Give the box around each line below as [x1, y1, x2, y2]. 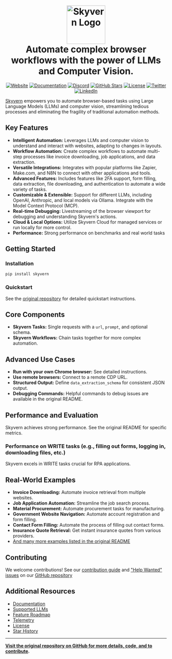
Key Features [5, 124, 49, 132]
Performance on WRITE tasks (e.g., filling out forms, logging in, [5, 443, 166, 450]
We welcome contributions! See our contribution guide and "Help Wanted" [5, 567, 162, 573]
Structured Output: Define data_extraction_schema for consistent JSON [12, 380, 165, 386]
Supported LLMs [12, 606, 49, 612]
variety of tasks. [12, 186, 47, 192]
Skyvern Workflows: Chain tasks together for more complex [12, 335, 141, 341]
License [12, 622, 30, 628]
